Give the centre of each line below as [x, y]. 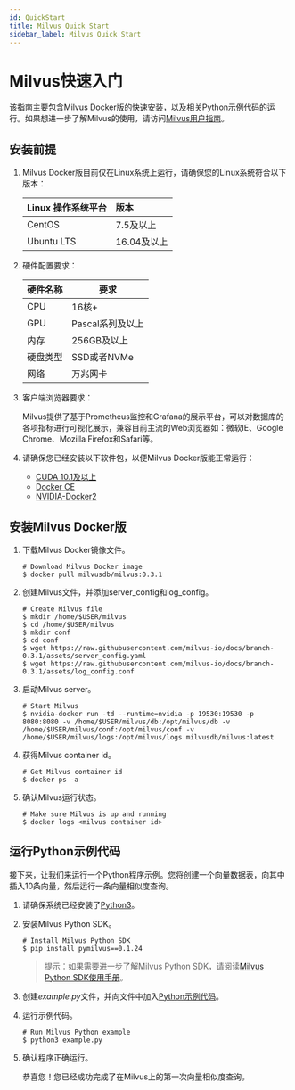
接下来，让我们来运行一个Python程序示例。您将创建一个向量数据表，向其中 [147, 874]
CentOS [43, 225]
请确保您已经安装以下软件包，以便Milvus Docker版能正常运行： [139, 458]
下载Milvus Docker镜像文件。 [76, 549]
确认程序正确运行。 [57, 1057]
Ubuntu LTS [51, 242]
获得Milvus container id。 [69, 755]
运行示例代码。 [49, 1015]
